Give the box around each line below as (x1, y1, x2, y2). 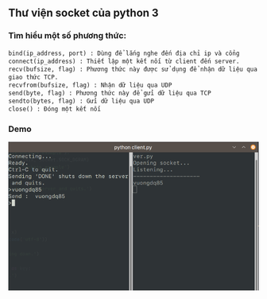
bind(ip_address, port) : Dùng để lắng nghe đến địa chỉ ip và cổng (8, 49, 240, 57)
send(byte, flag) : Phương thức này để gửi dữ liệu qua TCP (8, 89, 212, 97)
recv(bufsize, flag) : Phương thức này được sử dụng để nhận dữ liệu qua (8, 65, 258, 73)
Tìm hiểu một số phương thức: (8, 30, 127, 41)
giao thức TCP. (8, 73, 59, 81)
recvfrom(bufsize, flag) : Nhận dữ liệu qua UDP (8, 81, 172, 89)
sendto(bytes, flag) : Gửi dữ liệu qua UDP (8, 97, 155, 105)
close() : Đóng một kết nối (8, 105, 102, 113)
